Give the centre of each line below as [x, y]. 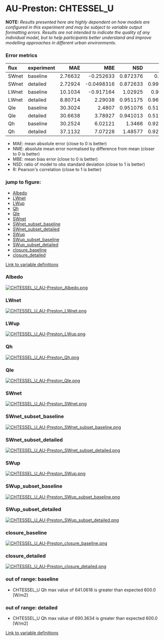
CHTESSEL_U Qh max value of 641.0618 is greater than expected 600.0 [84, 590]
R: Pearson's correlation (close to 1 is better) [57, 170]
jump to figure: [23, 182]
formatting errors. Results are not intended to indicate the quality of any [78, 32]
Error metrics [22, 55]
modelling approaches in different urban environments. [61, 42]
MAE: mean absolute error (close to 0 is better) [60, 144]
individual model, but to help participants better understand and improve [79, 38]
